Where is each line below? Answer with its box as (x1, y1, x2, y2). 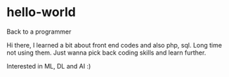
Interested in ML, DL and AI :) (6, 62, 91, 70)
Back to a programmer (6, 27, 72, 36)
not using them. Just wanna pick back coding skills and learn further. (6, 48, 207, 57)
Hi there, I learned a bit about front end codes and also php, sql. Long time (6, 41, 223, 49)
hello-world (6, 4, 77, 20)
